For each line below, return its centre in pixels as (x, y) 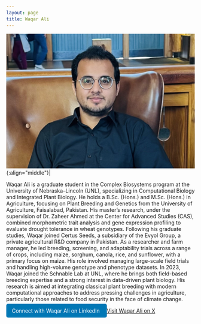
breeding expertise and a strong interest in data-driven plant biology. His (96, 280)
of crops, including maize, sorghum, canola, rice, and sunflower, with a (93, 254)
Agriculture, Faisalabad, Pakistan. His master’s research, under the (88, 209)
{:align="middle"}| (28, 172)
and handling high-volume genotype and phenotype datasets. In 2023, (93, 267)
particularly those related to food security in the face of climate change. (95, 299)
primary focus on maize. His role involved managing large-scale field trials (98, 260)
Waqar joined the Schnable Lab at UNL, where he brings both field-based (97, 274)
